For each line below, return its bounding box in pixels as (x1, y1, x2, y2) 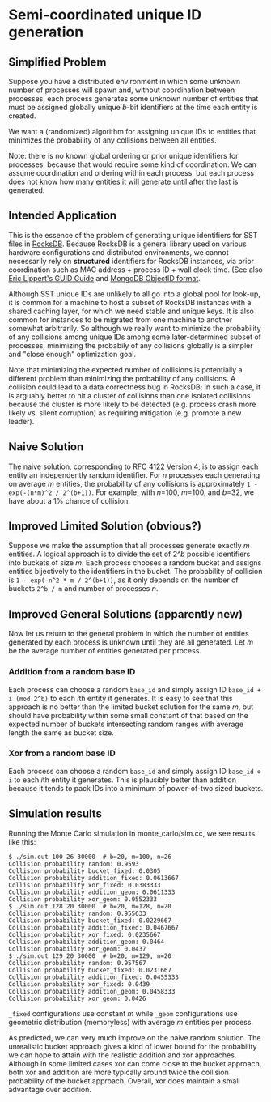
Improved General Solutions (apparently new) (8, 607, 243, 621)
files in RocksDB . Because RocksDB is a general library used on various (8, 239, 247, 249)
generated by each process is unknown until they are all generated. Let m (8, 637, 254, 647)
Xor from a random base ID (8, 747, 116, 759)
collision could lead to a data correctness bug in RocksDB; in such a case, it (8, 382, 261, 392)
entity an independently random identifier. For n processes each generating (8, 470, 260, 479)
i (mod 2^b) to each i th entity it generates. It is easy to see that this (8, 693, 233, 703)
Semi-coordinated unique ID (8, 6, 202, 24)
